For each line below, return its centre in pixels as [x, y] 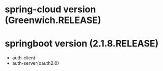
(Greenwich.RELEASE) [53, 20]
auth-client [24, 58]
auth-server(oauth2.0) [35, 63]
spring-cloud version [50, 9]
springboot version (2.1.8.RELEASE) [82, 44]
